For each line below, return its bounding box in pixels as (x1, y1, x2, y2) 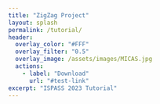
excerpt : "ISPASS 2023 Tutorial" (8, 84, 118, 92)
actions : (15, 63, 44, 70)
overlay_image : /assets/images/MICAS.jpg (15, 56, 153, 63)
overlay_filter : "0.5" (15, 48, 89, 56)
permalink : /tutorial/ (8, 26, 82, 34)
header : (8, 33, 34, 41)
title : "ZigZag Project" (8, 11, 89, 20)
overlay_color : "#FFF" (15, 41, 89, 48)
